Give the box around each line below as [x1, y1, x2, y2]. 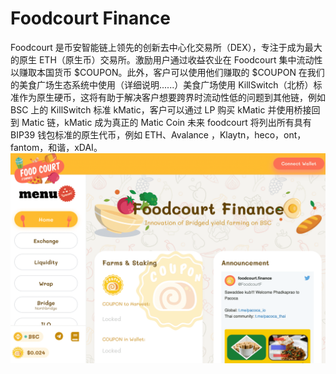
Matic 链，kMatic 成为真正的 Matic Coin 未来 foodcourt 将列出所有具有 [21, 116, 312, 128]
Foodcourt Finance [10, 7, 171, 30]
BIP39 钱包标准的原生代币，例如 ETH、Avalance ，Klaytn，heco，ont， [10, 128, 307, 141]
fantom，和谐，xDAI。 [10, 141, 103, 153]
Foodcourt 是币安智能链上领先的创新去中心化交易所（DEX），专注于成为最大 [10, 41, 323, 53]
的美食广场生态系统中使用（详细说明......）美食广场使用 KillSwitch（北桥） [10, 78, 314, 91]
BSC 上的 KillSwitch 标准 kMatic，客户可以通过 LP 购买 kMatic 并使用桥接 [10, 103, 312, 116]
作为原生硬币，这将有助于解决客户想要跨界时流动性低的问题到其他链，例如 [18, 91, 326, 103]
